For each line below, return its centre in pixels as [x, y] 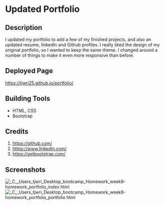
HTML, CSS [24, 110]
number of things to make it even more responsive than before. [70, 55]
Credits [17, 132]
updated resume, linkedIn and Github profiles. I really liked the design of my [82, 45]
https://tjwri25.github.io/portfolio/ [39, 83]
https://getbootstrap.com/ [39, 154]
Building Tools [28, 99]
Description [24, 28]
